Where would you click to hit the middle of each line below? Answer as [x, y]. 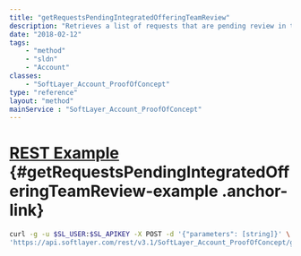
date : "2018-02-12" [46, 34]
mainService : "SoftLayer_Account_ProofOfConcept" [106, 109]
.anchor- [255, 191]
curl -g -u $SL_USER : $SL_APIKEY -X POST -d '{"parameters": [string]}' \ [150, 235]
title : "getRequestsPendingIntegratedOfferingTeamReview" [120, 17]
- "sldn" [42, 59]
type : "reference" [43, 92]
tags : [19, 43]
